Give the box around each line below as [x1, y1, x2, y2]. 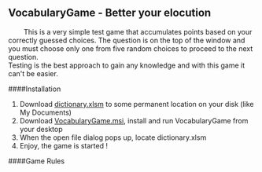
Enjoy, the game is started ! [19, 141, 109, 150]
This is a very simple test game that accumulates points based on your [23, 27, 253, 36]
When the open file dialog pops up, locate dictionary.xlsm [19, 133, 207, 142]
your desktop [19, 124, 63, 134]
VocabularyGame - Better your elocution [8, 6, 212, 20]
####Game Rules [8, 156, 65, 166]
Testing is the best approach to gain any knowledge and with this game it [8, 60, 245, 70]
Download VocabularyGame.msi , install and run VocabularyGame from [19, 115, 249, 125]
